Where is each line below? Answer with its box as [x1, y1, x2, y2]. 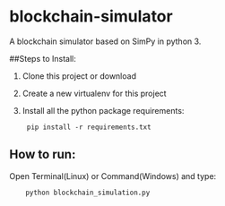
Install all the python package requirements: [22, 105, 185, 116]
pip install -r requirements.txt [26, 123, 151, 132]
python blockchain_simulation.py [25, 188, 151, 197]
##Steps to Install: [9, 53, 76, 64]
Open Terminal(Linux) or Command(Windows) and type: [9, 170, 217, 181]
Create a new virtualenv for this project [22, 88, 168, 99]
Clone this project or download [22, 70, 137, 82]
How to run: [9, 147, 76, 162]
